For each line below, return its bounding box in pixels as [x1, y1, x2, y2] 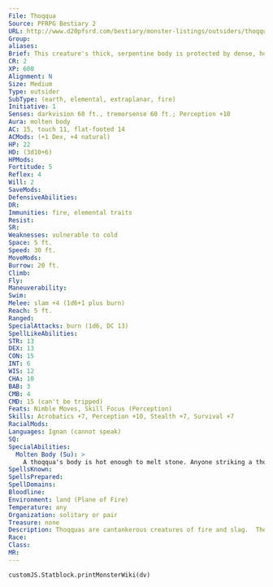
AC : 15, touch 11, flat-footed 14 [8, 125, 126, 133]
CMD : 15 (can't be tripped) [8, 398, 104, 406]
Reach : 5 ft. [8, 307, 53, 315]
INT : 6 [8, 359, 31, 368]
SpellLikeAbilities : [8, 329, 79, 337]
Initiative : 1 [8, 102, 57, 111]
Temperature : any [8, 503, 67, 511]
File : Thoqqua [8, 11, 57, 20]
